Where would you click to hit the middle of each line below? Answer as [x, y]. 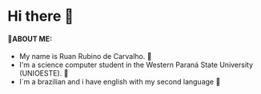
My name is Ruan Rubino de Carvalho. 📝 [85, 57]
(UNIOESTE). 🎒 [44, 73]
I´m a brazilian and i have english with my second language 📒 [120, 82]
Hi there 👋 [40, 16]
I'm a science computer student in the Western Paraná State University [136, 65]
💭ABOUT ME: [30, 38]
